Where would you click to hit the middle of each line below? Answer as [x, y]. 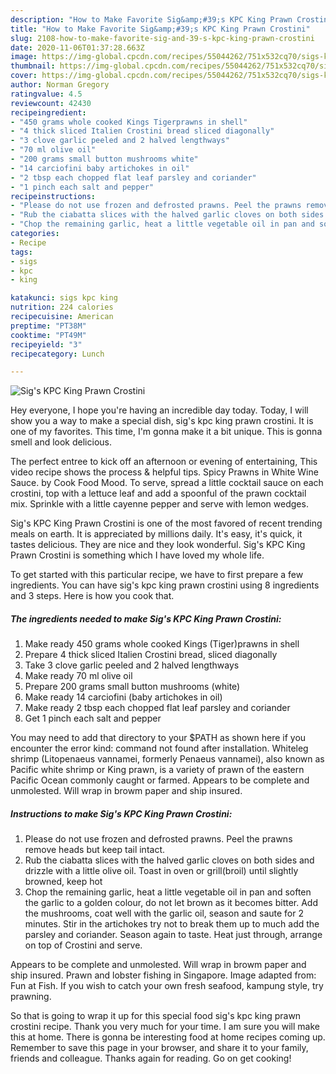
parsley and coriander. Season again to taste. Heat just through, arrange [173, 935]
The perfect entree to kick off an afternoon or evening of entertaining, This [164, 462]
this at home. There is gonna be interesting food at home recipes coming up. [168, 1037]
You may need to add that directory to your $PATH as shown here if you [158, 738]
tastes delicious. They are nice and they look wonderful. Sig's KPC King [158, 545]
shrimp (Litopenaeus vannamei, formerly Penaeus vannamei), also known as [167, 759]
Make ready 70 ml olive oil [78, 676]
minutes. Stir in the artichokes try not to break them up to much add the [172, 924]
